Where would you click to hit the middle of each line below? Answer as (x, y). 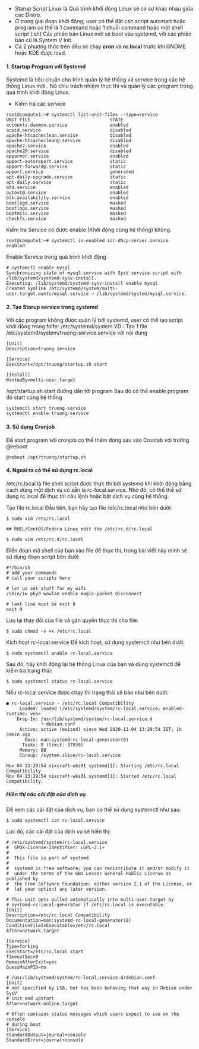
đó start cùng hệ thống (34, 397)
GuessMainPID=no (26, 967)
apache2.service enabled (67, 146)
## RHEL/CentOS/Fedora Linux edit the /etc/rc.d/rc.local (79, 529)
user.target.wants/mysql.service (48, 294)
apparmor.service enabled (67, 156)
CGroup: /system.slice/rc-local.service (70, 755)
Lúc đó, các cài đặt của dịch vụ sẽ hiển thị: (59, 831)
